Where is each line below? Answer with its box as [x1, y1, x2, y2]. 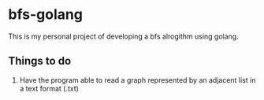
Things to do [8, 54, 72, 68]
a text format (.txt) [19, 83, 79, 93]
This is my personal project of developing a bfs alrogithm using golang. [8, 31, 239, 41]
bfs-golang [8, 6, 83, 24]
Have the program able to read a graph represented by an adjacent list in [19, 75, 256, 84]
